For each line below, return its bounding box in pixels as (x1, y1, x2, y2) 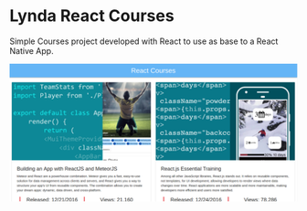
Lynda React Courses (9, 5, 175, 26)
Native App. (9, 45, 54, 56)
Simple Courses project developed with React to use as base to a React (9, 36, 279, 47)
